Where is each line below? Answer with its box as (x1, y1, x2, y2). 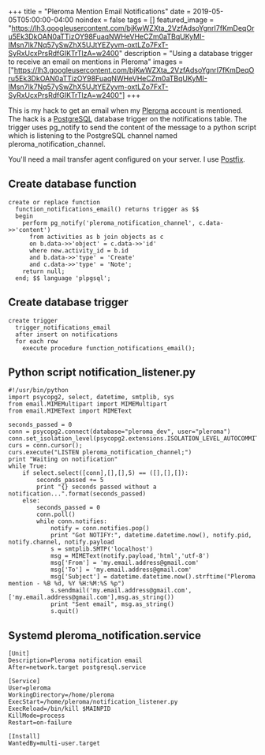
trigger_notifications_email (15, 323, 111, 331)
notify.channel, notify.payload (8, 538, 114, 547)
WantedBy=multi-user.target (8, 739, 101, 748)
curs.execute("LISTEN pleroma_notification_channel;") (8, 449, 192, 457)
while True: (8, 462, 47, 470)
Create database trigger (8, 296, 129, 309)
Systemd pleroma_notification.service (8, 629, 201, 642)
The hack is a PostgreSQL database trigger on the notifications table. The (8, 114, 247, 123)
